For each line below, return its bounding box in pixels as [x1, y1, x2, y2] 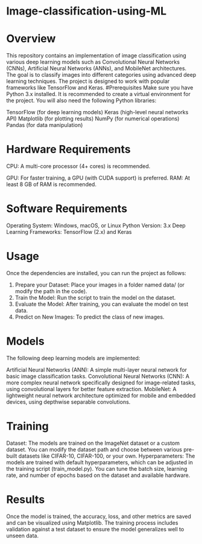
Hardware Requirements [6, 143, 131, 157]
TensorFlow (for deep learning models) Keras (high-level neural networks [6, 109, 189, 116]
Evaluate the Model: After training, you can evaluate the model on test [14, 300, 189, 308]
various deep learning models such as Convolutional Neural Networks [6, 59, 180, 66]
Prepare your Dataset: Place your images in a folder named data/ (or [14, 281, 185, 288]
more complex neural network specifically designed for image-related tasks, [6, 379, 196, 386]
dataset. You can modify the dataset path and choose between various [6, 445, 183, 453]
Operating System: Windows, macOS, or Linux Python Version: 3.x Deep [6, 222, 186, 229]
